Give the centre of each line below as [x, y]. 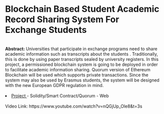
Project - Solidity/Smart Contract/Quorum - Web [60, 96]
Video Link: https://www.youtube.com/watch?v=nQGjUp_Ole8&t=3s [74, 106]
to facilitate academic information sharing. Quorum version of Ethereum [78, 69]
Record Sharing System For [62, 19]
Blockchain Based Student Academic [82, 9]
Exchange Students [46, 30]
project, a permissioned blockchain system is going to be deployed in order [82, 64]
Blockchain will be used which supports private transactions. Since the [77, 75]
